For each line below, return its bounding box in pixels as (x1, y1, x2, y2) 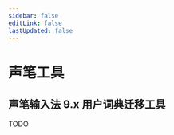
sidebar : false (8, 11, 59, 20)
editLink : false (8, 19, 62, 27)
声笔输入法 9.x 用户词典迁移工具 (8, 97, 166, 111)
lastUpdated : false (8, 26, 73, 34)
